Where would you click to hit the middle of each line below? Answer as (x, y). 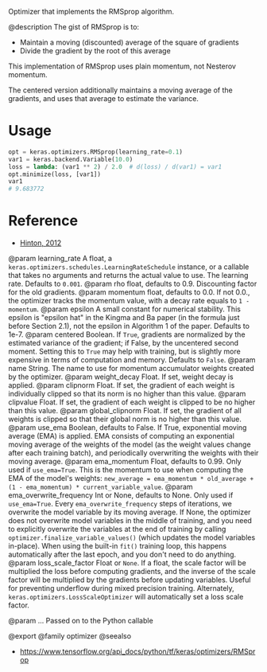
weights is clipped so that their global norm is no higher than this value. (125, 419)
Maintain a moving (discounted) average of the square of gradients (130, 42)
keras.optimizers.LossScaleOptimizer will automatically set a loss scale (126, 597)
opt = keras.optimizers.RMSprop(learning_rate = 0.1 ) (95, 152)
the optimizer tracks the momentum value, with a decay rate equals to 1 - (129, 301)
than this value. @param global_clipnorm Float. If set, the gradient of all (125, 411)
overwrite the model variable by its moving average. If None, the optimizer (130, 512)
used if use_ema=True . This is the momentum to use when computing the (126, 470)
